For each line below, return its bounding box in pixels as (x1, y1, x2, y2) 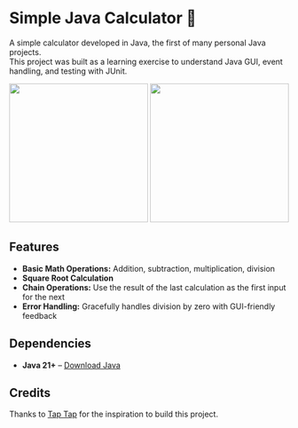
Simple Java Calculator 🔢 (9, 8, 197, 28)
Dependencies (9, 337, 91, 352)
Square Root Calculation (21, 273, 114, 283)
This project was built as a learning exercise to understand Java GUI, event (9, 56, 284, 67)
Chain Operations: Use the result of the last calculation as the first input (21, 281, 286, 292)
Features (9, 240, 59, 255)
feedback (21, 310, 58, 321)
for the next (21, 291, 65, 302)
